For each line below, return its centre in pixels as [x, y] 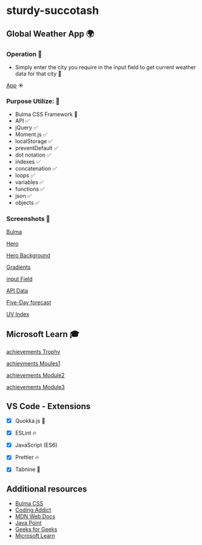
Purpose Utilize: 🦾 [33, 101]
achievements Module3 [35, 387]
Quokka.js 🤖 [30, 421]
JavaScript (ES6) [36, 445]
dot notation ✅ [33, 155]
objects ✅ [27, 203]
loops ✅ [25, 175]
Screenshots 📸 [28, 219]
